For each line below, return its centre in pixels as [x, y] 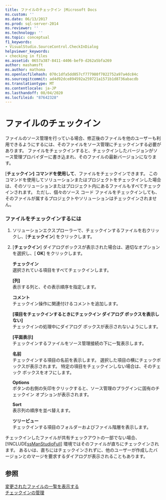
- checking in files [27, 56]
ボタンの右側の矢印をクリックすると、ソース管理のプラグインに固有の [84, 388]
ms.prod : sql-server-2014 [32, 24]
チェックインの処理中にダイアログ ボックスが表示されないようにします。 [86, 327]
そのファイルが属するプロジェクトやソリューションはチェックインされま [79, 199]
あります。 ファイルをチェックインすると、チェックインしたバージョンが [79, 151]
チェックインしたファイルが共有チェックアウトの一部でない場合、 [72, 438]
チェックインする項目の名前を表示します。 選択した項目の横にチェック [84, 360]
